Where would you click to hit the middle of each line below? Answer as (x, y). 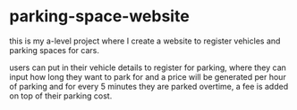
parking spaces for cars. (55, 50)
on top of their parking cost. (61, 96)
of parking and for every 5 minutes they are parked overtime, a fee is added (149, 86)
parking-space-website (99, 16)
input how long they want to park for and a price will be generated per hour (148, 76)
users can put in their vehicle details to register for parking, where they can (148, 67)
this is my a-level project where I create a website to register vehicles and (145, 41)
